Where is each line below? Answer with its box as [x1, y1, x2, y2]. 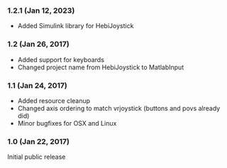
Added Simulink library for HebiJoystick [17, 22, 134, 30]
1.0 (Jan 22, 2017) [7, 136, 70, 146]
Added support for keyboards [17, 55, 105, 64]
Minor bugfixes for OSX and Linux [17, 119, 117, 127]
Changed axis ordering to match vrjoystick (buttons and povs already [17, 104, 221, 112]
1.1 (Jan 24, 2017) [7, 80, 67, 90]
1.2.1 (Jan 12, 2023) [7, 6, 75, 16]
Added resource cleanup [17, 96, 91, 104]
